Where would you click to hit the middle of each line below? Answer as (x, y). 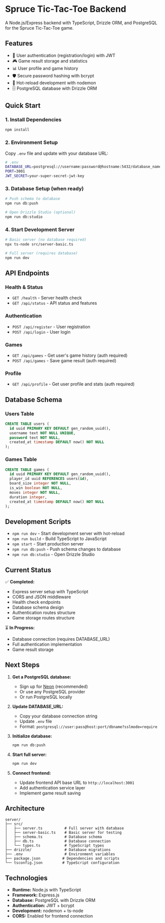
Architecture (25, 808)
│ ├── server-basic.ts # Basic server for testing (63, 833)
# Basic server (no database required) (46, 240)
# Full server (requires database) (41, 253)
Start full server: (29, 754)
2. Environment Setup (31, 142)
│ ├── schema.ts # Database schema (54, 837)
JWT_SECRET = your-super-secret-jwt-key (45, 176)
